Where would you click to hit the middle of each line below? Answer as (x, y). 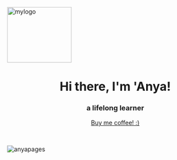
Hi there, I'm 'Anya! (115, 86)
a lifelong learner (115, 108)
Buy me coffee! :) (115, 123)
